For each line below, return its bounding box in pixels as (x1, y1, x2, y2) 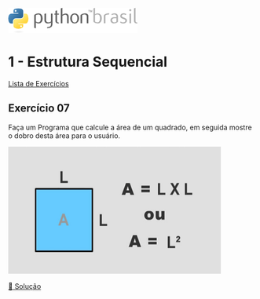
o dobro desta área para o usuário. (8, 130, 120, 140)
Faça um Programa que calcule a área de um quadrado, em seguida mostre (8, 122, 253, 132)
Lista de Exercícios (8, 78, 69, 88)
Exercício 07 (8, 102, 70, 115)
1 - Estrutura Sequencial (8, 53, 167, 71)
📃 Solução (8, 281, 42, 290)
